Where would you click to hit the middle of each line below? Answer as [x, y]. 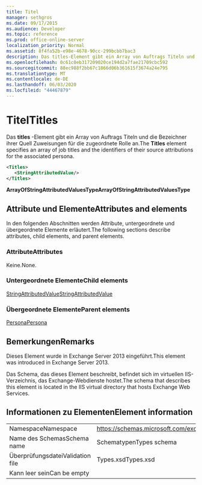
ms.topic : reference [32, 34]
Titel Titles [32, 120]
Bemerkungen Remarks [50, 341]
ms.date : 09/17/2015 [32, 23]
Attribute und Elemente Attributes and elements [97, 209]
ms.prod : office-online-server [45, 40]
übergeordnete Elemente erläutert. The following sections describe [88, 230]
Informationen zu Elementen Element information [99, 412]
